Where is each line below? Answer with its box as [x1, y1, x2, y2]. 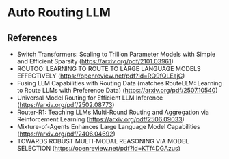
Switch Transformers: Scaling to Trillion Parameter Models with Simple [16, 50, 216, 58]
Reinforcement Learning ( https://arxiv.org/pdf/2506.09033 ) [16, 115, 185, 124]
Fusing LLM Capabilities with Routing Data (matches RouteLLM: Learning [16, 79, 223, 87]
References [7, 32, 57, 44]
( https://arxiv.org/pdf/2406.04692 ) [16, 130, 116, 138]
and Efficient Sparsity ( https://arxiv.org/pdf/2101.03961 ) [16, 57, 174, 66]
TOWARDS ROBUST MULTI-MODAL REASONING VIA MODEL [16, 137, 189, 145]
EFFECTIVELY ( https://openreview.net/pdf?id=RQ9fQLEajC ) [16, 72, 185, 80]
